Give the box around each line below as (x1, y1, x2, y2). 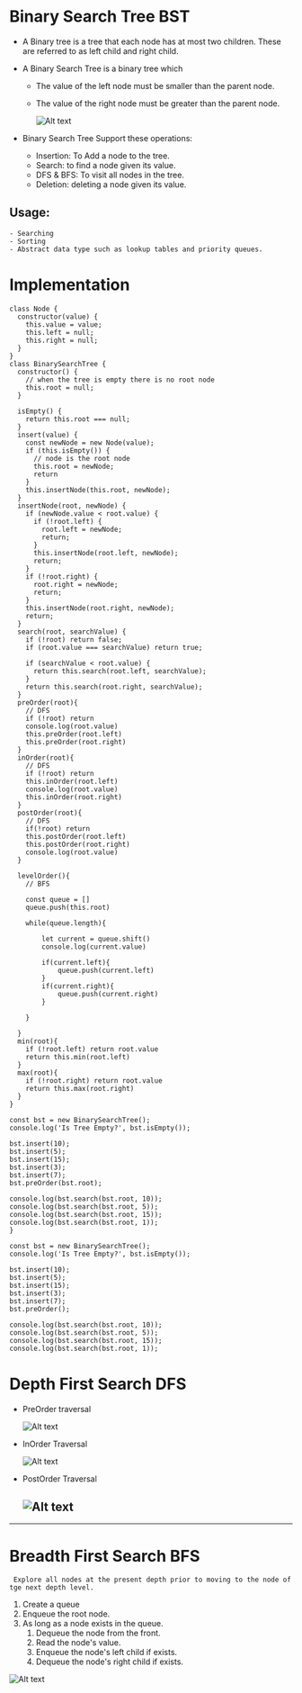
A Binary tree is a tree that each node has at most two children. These (22, 36, 281, 47)
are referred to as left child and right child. (22, 45, 179, 56)
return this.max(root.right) (25, 1084, 135, 1093)
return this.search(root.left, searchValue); (32, 666, 207, 676)
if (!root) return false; (25, 635, 123, 644)
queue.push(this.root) (25, 903, 111, 912)
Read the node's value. (35, 1637, 121, 1648)
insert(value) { (17, 430, 78, 439)
